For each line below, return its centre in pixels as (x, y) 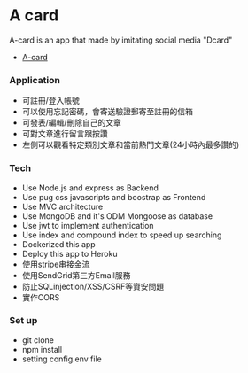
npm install (42, 349)
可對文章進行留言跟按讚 (65, 134)
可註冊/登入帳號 (50, 101)
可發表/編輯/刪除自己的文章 (71, 123)
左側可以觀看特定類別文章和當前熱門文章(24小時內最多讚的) (131, 145)
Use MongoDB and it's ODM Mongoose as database (117, 216)
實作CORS (41, 297)
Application (35, 80)
